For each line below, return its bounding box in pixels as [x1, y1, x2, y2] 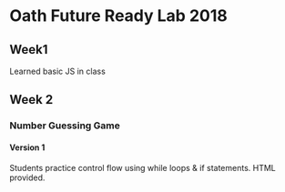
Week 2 [9, 92, 54, 107]
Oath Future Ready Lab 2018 [9, 5, 228, 26]
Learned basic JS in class [9, 66, 107, 76]
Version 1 [9, 142, 46, 153]
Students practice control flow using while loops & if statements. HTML [9, 162, 276, 173]
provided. [9, 172, 46, 183]
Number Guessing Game [9, 119, 120, 132]
